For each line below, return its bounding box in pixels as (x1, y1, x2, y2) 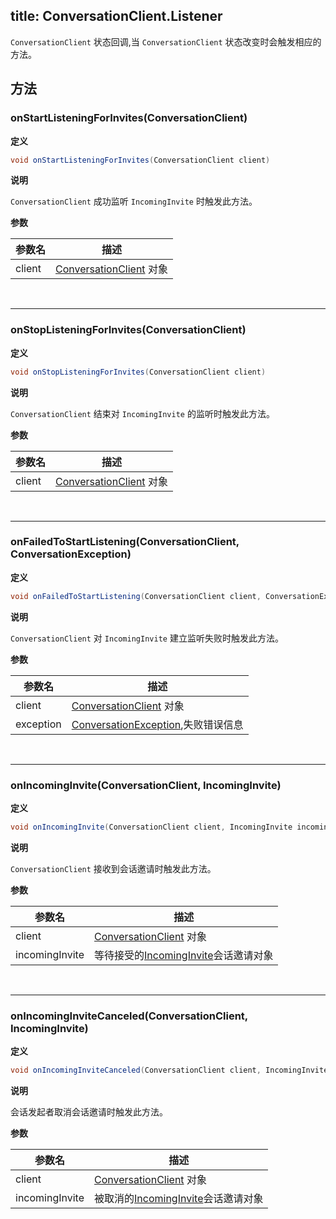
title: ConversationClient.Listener (10, 8, 223, 25)
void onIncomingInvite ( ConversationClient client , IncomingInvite (10, 822, 293, 833)
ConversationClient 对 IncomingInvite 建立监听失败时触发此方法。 (10, 632, 284, 644)
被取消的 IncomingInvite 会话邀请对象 (94, 1192, 264, 1206)
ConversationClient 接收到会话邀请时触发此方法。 (10, 862, 217, 874)
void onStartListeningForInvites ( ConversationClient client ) (10, 155, 271, 165)
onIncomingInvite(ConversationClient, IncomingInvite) (10, 778, 282, 792)
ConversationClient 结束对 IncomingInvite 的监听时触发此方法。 (10, 407, 275, 419)
